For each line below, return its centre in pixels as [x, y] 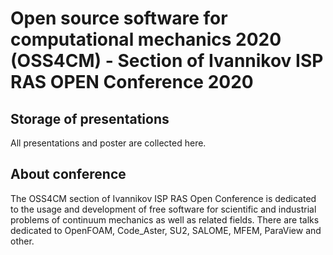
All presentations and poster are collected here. [108, 143]
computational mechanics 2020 [146, 39]
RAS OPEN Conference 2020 [132, 82]
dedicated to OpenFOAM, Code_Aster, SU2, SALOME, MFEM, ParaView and [166, 230]
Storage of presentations [90, 118]
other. [22, 241]
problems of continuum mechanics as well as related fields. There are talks [165, 219]
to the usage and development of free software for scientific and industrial [163, 209]
